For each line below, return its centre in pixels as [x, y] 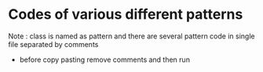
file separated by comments [53, 44]
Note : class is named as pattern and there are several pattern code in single [131, 36]
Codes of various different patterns [126, 14]
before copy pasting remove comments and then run [105, 59]
